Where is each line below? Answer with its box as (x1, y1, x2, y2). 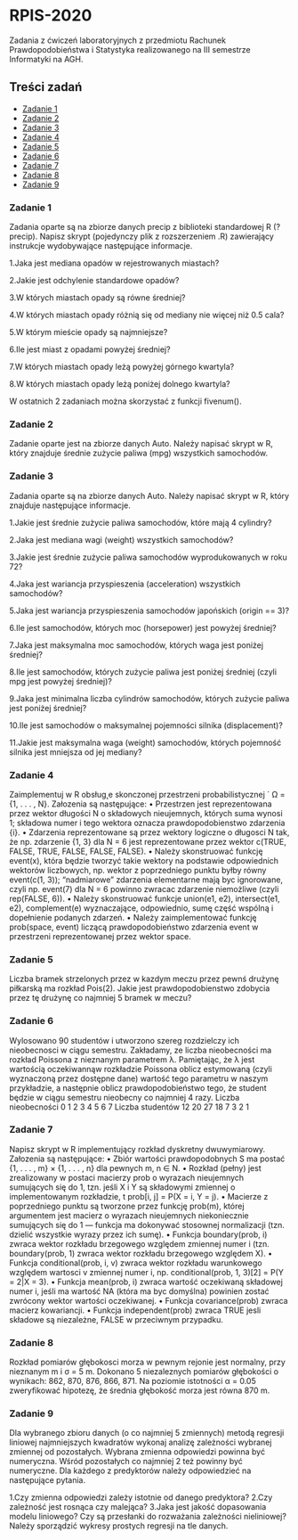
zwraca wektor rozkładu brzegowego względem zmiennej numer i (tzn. (9, 1238, 270, 1249)
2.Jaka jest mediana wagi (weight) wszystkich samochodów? (9, 534, 234, 545)
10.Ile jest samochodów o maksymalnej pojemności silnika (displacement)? (9, 719, 283, 731)
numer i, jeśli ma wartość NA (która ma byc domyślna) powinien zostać (9, 1285, 270, 1297)
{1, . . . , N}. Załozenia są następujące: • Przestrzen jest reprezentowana (9, 799, 273, 809)
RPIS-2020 (9, 5, 93, 26)
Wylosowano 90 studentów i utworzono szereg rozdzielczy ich (9, 1035, 240, 1045)
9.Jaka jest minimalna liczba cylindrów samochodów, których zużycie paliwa (9, 692, 290, 704)
